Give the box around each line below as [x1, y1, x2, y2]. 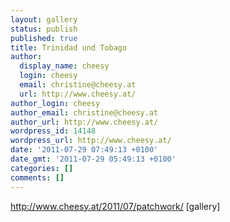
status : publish [10, 24, 78, 34]
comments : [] [10, 172, 65, 183]
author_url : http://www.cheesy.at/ [10, 117, 159, 127]
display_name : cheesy [19, 61, 110, 71]
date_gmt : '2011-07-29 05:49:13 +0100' [10, 154, 177, 164]
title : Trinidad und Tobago [10, 42, 128, 53]
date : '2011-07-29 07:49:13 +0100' [10, 145, 159, 155]
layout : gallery [10, 14, 78, 25]
